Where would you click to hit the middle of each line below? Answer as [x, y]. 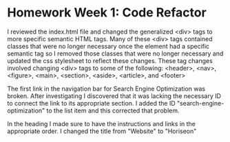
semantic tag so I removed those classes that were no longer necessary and [115, 54]
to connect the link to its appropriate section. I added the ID [91, 103]
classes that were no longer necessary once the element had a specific [108, 46]
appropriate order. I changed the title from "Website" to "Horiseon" [102, 131]
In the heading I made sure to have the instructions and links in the [102, 123]
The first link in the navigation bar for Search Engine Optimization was [106, 88]
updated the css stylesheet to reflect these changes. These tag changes [110, 60]
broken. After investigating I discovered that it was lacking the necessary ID [114, 96]
